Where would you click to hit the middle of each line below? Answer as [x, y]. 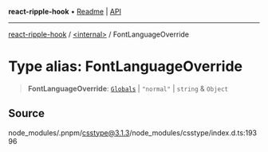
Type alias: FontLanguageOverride [126, 66]
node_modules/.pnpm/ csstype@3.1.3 [69, 133]
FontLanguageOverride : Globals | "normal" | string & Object [128, 88]
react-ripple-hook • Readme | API [65, 12]
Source [27, 113]
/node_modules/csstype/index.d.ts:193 [193, 133]
